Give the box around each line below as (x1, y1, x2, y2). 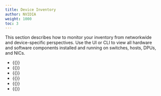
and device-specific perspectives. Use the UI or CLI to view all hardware (5, 40, 152, 46)
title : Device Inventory (5, 7, 56, 12)
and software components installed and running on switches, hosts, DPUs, (5, 45, 157, 51)
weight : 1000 (5, 16, 32, 21)
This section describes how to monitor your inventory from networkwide (5, 34, 152, 40)
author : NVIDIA (5, 12, 36, 17)
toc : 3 (5, 21, 19, 26)
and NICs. (5, 50, 26, 56)
